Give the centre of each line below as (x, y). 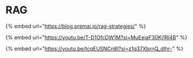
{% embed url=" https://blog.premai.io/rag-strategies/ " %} (76, 26)
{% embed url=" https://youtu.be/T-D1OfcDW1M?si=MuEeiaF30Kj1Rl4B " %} (96, 37)
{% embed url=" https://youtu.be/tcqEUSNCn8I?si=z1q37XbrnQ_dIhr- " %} (94, 48)
